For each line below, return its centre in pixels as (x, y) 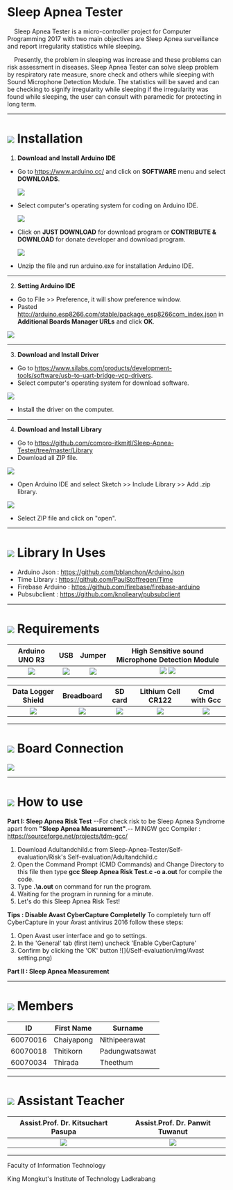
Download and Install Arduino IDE (66, 158)
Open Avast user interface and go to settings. (82, 935)
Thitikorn (68, 1051)
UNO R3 (31, 660)
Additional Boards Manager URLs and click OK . (86, 322)
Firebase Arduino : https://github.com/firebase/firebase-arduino (109, 587)
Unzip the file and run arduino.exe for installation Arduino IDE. (105, 266)
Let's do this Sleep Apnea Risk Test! (68, 901)
